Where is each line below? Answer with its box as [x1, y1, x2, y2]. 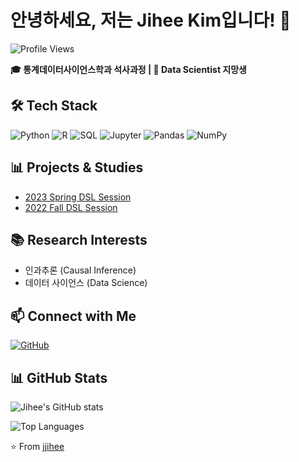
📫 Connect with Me [10, 307, 137, 325]
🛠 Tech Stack [10, 97, 98, 115]
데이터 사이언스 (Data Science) [24, 277, 148, 289]
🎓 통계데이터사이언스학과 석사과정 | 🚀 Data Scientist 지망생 [10, 63, 247, 75]
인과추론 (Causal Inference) [24, 264, 137, 276]
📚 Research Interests [10, 231, 148, 248]
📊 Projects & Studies [10, 159, 144, 176]
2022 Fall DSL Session [24, 201, 118, 213]
